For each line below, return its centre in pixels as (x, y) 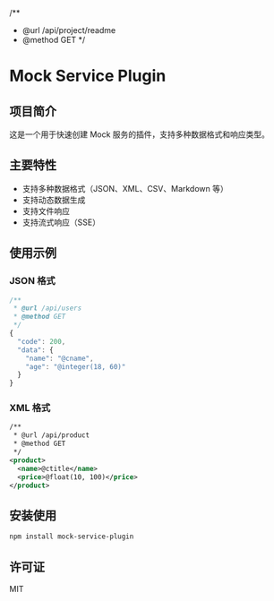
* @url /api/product (51, 435)
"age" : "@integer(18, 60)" (76, 366)
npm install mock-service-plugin (72, 537)
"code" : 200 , (42, 341)
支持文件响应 (46, 210)
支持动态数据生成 (54, 200)
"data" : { (35, 350)
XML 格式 (30, 408)
